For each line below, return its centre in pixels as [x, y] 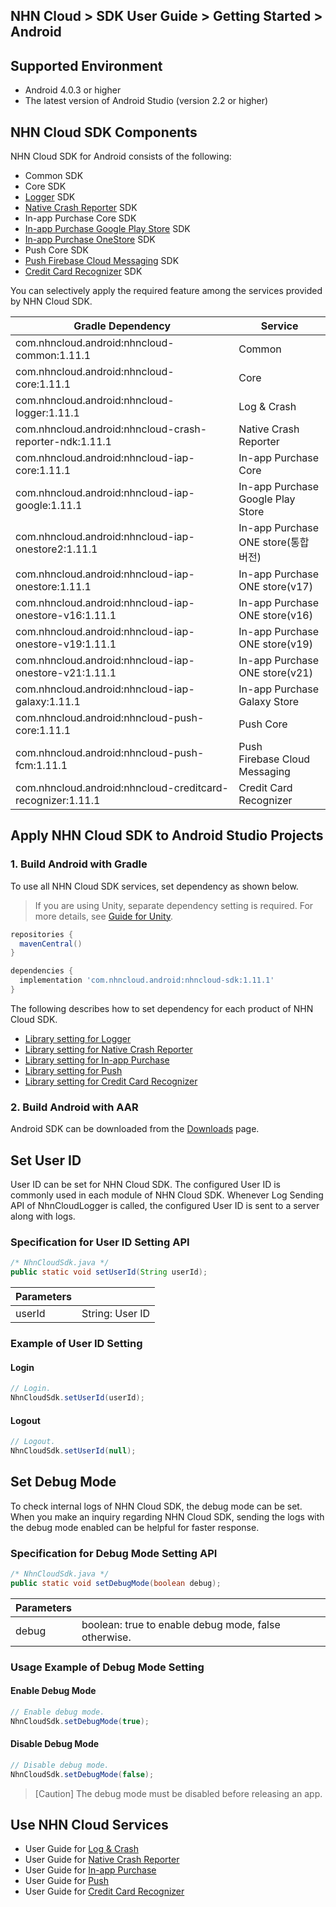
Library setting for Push [73, 1070]
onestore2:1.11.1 [56, 549]
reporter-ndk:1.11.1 [63, 442]
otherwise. [106, 1637]
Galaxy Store [269, 702]
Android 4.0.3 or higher [73, 90]
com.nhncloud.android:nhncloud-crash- [111, 429]
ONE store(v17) [275, 587]
